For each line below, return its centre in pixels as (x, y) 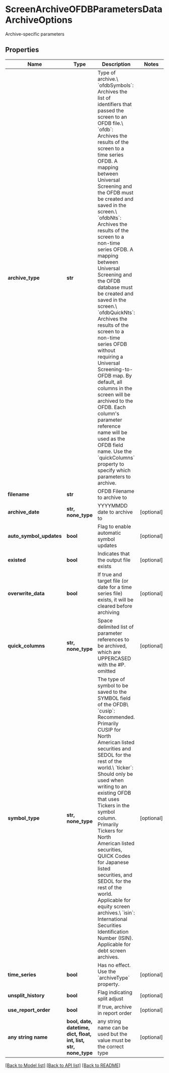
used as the (111, 439)
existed (17, 560)
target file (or (113, 581)
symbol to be (113, 685)
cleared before (115, 606)
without (106, 350)
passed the (111, 111)
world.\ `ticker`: (115, 768)
